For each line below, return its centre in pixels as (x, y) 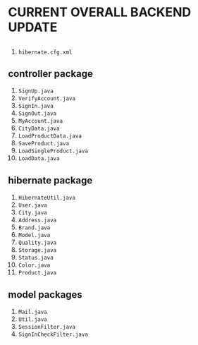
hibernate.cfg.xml (45, 52)
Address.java (37, 220)
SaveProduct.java (44, 144)
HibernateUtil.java (47, 198)
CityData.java (39, 129)
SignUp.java (36, 91)
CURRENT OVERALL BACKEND (100, 12)
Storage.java (37, 250)
